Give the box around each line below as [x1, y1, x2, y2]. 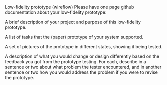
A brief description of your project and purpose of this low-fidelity [5, 19, 141, 25]
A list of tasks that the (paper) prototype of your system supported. [5, 34, 144, 40]
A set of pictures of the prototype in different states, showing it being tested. [5, 44, 163, 49]
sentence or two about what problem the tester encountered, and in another [5, 64, 162, 70]
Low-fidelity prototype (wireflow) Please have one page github [5, 4, 134, 10]
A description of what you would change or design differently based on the [5, 53, 160, 59]
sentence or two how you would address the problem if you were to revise [5, 69, 158, 75]
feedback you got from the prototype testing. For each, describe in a [5, 59, 146, 64]
